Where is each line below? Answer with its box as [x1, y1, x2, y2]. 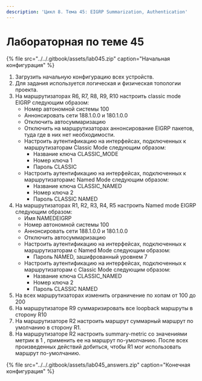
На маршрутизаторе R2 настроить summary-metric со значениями [15, 330, 187, 337]
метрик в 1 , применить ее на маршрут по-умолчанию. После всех [15, 336, 189, 344]
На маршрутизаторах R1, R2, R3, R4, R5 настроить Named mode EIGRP [15, 201, 197, 209]
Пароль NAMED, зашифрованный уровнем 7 [33, 253, 148, 260]
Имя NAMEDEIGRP [24, 214, 72, 221]
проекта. [15, 86, 38, 93]
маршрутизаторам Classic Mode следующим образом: [24, 143, 166, 151]
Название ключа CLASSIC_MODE [33, 150, 119, 157]
